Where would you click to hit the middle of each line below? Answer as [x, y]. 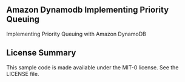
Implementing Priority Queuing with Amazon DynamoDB [76, 34]
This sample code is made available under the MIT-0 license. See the [92, 67]
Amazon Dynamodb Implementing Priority [88, 10]
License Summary [41, 53]
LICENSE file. [23, 74]
